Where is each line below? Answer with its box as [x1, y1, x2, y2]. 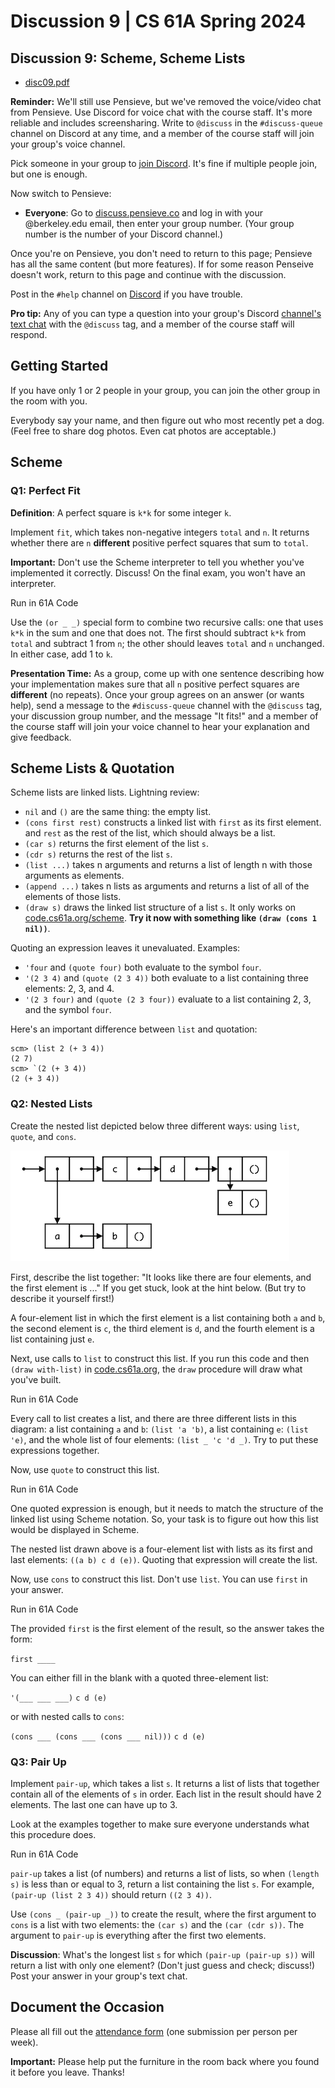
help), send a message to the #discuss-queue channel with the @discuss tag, [10, 699, 323, 711]
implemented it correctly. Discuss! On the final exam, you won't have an [10, 566, 306, 579]
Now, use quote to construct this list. [10, 1463, 160, 1475]
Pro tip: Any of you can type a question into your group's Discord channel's [10, 308, 322, 319]
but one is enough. [10, 168, 88, 180]
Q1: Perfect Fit [10, 484, 81, 498]
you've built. [10, 1373, 62, 1385]
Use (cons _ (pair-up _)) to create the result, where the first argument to [10, 1908, 317, 1920]
